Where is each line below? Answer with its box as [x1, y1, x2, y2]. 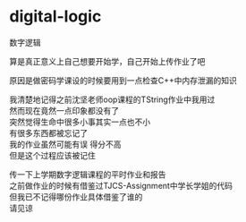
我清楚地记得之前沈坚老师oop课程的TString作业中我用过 [9, 94, 216, 105]
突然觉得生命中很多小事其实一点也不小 [9, 116, 150, 127]
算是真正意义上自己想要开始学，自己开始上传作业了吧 [9, 55, 206, 66]
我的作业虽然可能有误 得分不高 [9, 139, 122, 149]
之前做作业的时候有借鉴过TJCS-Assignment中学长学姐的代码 [9, 180, 233, 191]
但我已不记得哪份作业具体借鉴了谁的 [9, 191, 143, 202]
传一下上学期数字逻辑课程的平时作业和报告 [9, 168, 166, 180]
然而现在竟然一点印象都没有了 [9, 105, 119, 115]
